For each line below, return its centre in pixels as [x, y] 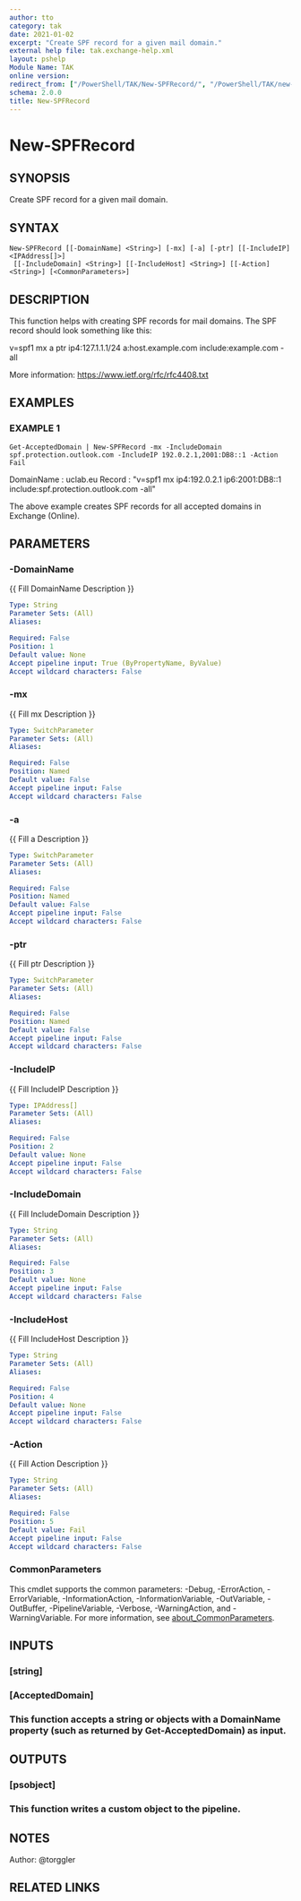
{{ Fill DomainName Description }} [72, 589]
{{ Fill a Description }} [49, 839]
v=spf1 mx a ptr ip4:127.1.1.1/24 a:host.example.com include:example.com [144, 348]
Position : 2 [31, 1147]
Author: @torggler [43, 1859]
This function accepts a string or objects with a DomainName [145, 1719]
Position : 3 [31, 1272]
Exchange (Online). [45, 515]
